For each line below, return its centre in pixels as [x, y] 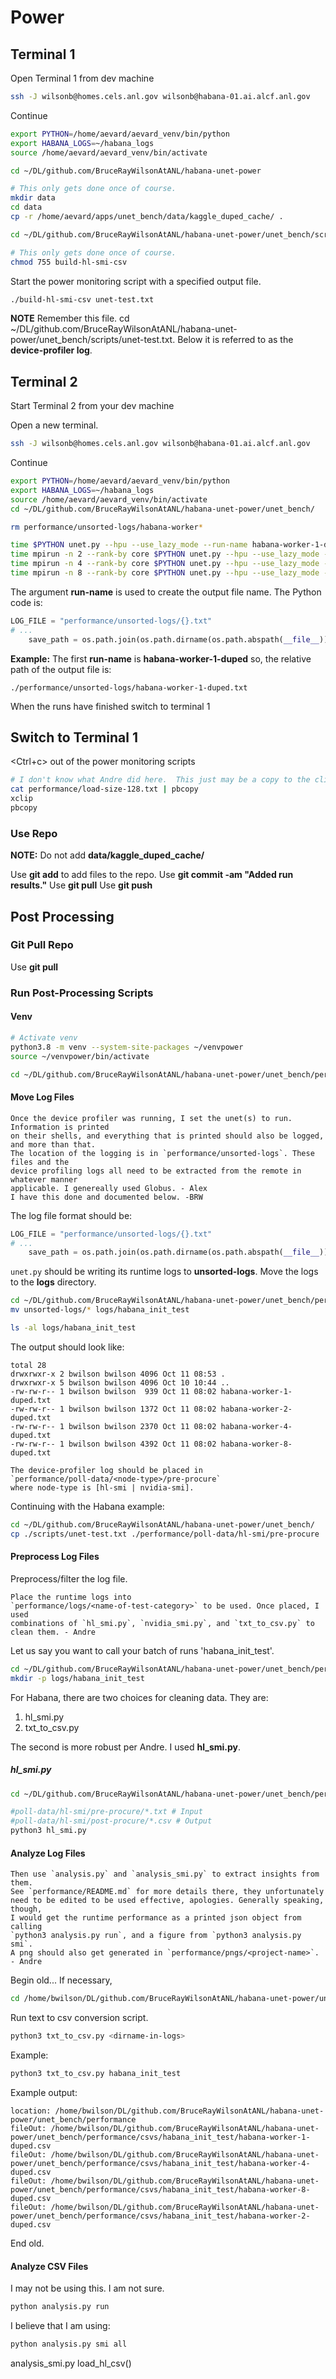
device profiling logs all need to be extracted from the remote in [156, 1171]
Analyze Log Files [48, 1853]
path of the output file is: [61, 669]
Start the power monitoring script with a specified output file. [136, 281]
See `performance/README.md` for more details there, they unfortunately [167, 1892]
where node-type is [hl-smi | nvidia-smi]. [102, 1487]
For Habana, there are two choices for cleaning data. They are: [139, 1697]
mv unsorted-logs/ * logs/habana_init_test [100, 1310]
